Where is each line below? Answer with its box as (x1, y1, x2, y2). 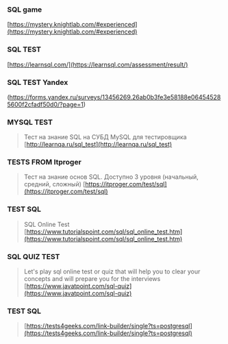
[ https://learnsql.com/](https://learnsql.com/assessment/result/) (7, 60, 188, 69)
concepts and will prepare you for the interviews (23, 275, 161, 283)
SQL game (7, 5, 42, 14)
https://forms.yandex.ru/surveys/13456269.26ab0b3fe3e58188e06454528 (9, 93, 221, 101)
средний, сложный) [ (23, 180, 86, 188)
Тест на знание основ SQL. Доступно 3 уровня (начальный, (23, 173, 199, 181)
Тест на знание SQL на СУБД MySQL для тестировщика (23, 133, 187, 141)
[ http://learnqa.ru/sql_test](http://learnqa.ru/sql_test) (23, 140, 173, 149)
